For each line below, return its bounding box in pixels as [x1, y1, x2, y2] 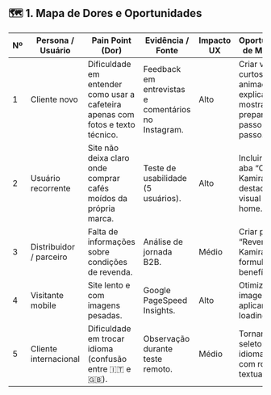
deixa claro [87, 152, 130, 163]
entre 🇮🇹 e [87, 363, 131, 374]
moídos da [87, 192, 127, 204]
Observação [143, 333, 190, 344]
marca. [87, 212, 115, 224]
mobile [31, 300, 56, 311]
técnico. [87, 128, 119, 140]
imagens [87, 300, 121, 311]
